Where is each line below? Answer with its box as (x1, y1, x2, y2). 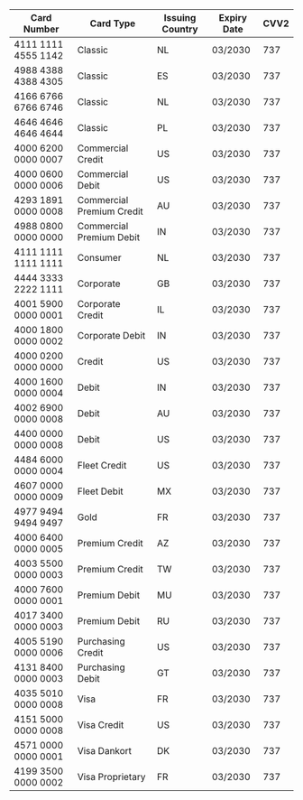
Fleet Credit (77, 460, 127, 471)
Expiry (218, 12, 248, 23)
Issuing (163, 12, 197, 23)
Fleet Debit (77, 485, 124, 498)
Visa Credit (77, 719, 124, 730)
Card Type (89, 17, 136, 30)
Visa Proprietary (77, 771, 146, 783)
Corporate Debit (77, 330, 146, 341)
